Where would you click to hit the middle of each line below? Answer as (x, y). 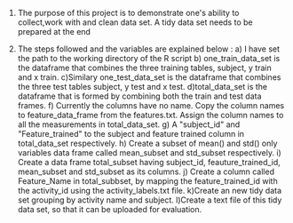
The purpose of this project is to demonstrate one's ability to (128, 13)
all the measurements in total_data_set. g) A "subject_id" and (129, 124)
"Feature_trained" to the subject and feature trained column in (131, 134)
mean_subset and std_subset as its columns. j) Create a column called (146, 171)
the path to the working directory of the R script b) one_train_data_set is (149, 58)
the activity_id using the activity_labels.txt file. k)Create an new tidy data (150, 191)
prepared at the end (54, 32)
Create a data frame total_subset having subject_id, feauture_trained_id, (149, 162)
